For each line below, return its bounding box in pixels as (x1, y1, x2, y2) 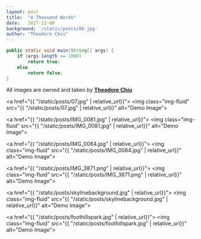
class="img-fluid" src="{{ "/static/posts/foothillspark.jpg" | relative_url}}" (6, 220, 187, 227)
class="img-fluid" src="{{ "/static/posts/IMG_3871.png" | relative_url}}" (6, 171, 182, 178)
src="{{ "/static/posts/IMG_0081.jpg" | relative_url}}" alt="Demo (20, 123, 179, 130)
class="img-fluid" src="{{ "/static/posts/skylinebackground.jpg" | (6, 196, 168, 203)
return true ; (28, 58, 61, 65)
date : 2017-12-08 (6, 20, 55, 26)
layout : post (6, 8, 39, 15)
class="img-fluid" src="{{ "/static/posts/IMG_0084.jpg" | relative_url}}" (6, 147, 182, 154)
